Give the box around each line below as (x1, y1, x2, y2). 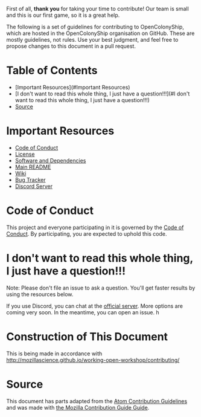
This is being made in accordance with (6, 350, 103, 357)
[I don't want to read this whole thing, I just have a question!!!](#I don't (14, 90, 190, 97)
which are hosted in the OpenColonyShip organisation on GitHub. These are (6, 30, 195, 37)
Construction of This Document (6, 329, 168, 343)
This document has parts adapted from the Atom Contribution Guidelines (6, 397, 188, 404)
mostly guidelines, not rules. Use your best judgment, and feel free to (6, 36, 179, 43)
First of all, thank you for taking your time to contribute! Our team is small (6, 5, 189, 12)
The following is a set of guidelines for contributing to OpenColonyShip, (6, 24, 184, 30)
